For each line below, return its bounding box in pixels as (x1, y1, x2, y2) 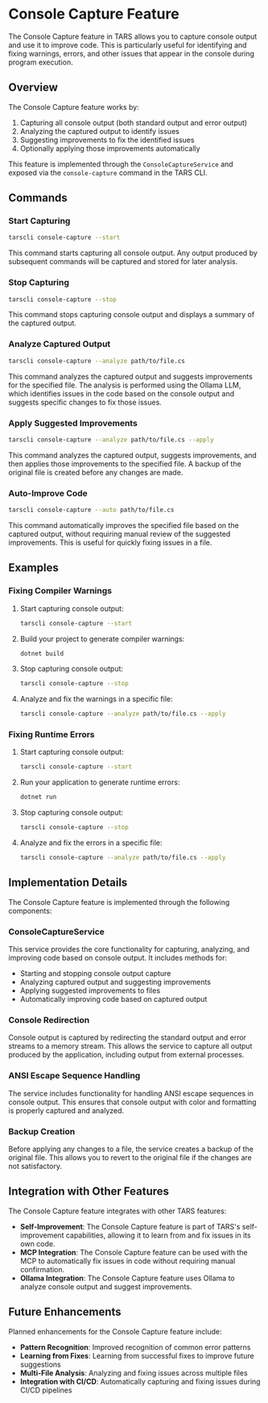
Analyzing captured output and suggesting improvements (19, 978, 212, 987)
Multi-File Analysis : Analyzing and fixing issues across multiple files (19, 1367, 248, 1377)
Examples (8, 561, 59, 575)
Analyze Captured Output (8, 338, 111, 350)
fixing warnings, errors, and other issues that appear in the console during (8, 48, 255, 58)
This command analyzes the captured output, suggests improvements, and (8, 450, 258, 460)
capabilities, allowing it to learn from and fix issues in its (65, 1230, 251, 1240)
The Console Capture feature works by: (8, 102, 139, 111)
